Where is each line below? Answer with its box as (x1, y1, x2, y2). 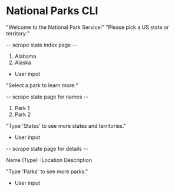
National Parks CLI (6, 4, 98, 18)
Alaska (14, 59, 31, 66)
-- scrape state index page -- (6, 41, 78, 48)
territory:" (6, 29, 30, 37)
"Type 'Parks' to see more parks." (6, 168, 88, 175)
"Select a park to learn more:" (6, 81, 78, 89)
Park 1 (14, 104, 30, 111)
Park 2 (14, 111, 31, 118)
